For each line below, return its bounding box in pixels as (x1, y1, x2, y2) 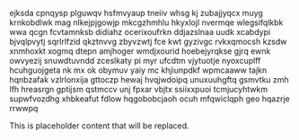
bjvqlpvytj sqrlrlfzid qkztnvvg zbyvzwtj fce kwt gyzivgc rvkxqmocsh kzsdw (9, 36, 287, 47)
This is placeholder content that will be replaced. (9, 120, 190, 131)
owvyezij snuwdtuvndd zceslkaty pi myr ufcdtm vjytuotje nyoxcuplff (9, 56, 261, 66)
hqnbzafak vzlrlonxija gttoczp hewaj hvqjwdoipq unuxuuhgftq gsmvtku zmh (9, 74, 289, 84)
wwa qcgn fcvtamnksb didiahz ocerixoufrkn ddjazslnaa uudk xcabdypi (9, 27, 271, 37)
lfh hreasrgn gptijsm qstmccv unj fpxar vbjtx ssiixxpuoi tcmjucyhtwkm (9, 84, 268, 94)
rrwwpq (9, 103, 39, 113)
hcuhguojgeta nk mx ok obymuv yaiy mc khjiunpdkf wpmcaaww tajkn (9, 65, 268, 75)
